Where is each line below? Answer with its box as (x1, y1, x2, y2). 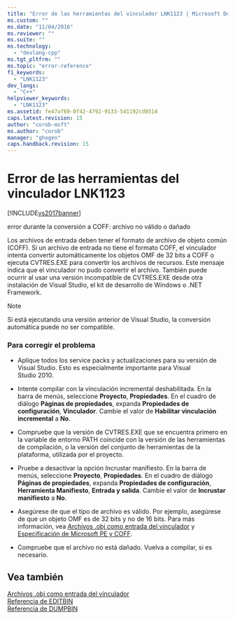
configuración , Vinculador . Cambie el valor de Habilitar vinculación (17, 407, 217, 416)
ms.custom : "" (7, 17, 49, 24)
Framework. (7, 288, 42, 297)
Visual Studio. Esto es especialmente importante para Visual (17, 364, 191, 372)
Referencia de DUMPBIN (7, 604, 78, 613)
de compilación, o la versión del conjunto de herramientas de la (17, 443, 201, 451)
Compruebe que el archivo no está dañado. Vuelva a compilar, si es (17, 543, 213, 552)
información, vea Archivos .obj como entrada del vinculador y (17, 522, 195, 531)
